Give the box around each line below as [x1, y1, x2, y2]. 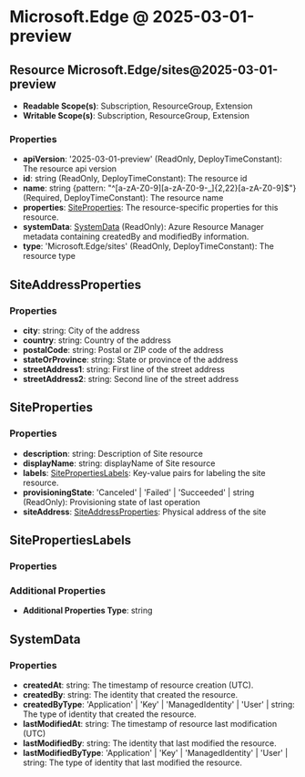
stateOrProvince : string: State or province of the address [22, 354, 239, 365]
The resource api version [22, 163, 117, 174]
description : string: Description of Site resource [22, 448, 203, 459]
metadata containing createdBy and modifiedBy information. [22, 231, 249, 243]
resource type [22, 251, 76, 262]
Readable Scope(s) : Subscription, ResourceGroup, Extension [22, 100, 253, 111]
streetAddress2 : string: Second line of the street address [22, 373, 239, 384]
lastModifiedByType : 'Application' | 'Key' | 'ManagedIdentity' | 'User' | [22, 747, 289, 758]
